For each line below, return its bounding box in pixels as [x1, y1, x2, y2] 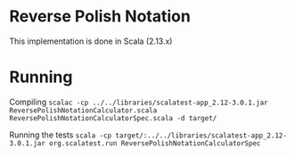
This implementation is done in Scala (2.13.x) [9, 36, 173, 46]
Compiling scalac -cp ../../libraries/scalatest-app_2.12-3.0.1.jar [9, 96, 269, 107]
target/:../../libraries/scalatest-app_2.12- [115, 131, 288, 140]
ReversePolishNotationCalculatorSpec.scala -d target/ [9, 113, 217, 122]
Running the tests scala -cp [9, 129, 112, 140]
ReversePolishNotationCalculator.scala [9, 105, 158, 115]
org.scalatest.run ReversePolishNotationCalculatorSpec [48, 138, 261, 148]
